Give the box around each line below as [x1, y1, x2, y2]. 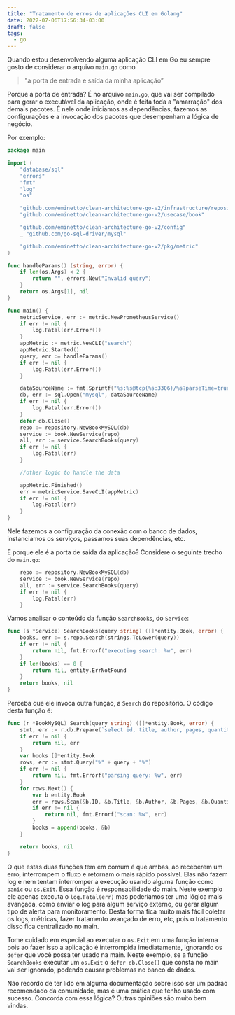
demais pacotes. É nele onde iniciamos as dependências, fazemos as [7, 105, 208, 113]
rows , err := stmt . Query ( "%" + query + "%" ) [20, 759, 152, 766]
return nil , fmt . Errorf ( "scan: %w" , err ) [44, 811, 168, 818]
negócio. [7, 120, 33, 128]
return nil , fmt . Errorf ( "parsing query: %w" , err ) [32, 772, 183, 779]
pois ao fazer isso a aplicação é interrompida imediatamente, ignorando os [7, 943, 222, 951]
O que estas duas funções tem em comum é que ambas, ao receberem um [7, 862, 223, 871]
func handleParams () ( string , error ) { [7, 262, 124, 269]
